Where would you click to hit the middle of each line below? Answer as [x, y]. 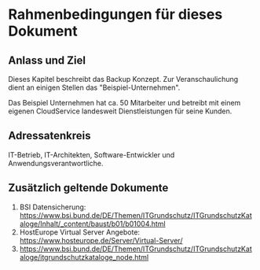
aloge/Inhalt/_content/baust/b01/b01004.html [93, 224]
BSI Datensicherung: [53, 207]
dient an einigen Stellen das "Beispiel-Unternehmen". [94, 87]
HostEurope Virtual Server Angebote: [79, 232]
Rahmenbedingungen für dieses [115, 15]
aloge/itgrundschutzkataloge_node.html [84, 257]
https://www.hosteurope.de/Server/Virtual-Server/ [101, 240]
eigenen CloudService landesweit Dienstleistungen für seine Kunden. [120, 111]
